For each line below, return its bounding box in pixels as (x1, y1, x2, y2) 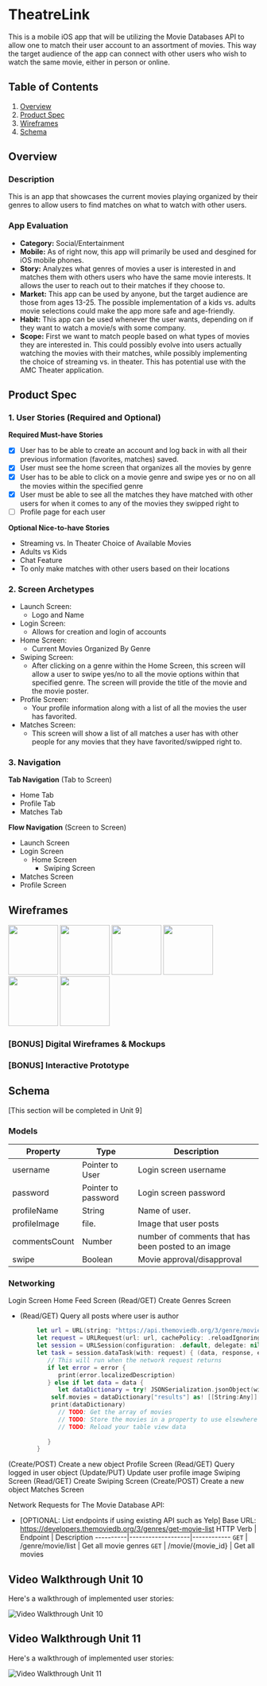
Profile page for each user (19, 507, 106, 517)
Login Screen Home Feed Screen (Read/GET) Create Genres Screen (8, 1296, 231, 1305)
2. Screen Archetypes (8, 583, 95, 595)
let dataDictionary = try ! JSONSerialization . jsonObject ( (58, 1386, 254, 1394)
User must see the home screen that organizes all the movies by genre (19, 463, 252, 473)
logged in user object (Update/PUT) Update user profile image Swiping (8, 1468, 241, 1477)
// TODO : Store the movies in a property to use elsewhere (58, 1415, 258, 1423)
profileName (12, 1205, 59, 1216)
